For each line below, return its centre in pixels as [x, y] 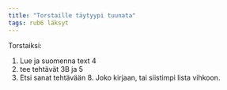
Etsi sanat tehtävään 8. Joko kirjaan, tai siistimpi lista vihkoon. [120, 77]
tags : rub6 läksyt [38, 23]
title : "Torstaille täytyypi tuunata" [72, 15]
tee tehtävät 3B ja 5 [51, 69]
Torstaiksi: [25, 45]
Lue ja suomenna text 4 [58, 61]
